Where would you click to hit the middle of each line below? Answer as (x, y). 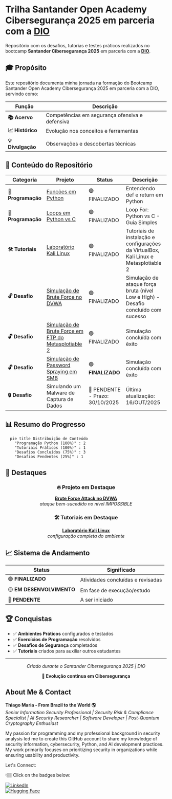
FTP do (55, 337)
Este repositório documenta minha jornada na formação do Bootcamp (79, 83)
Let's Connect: (21, 765)
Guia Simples (142, 222)
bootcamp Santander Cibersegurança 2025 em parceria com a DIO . (78, 51)
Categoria (25, 179)
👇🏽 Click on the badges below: (38, 775)
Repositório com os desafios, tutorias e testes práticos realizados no (78, 45)
